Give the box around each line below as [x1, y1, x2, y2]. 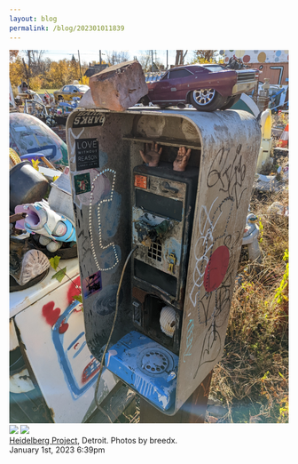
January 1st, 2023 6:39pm [9, 444, 106, 455]
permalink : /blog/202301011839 [9, 23, 125, 33]
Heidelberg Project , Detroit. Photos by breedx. [9, 435, 178, 445]
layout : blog [9, 14, 58, 23]
